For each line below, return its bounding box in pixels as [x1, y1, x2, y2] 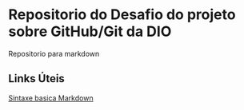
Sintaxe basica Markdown [8, 93, 94, 103]
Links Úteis [8, 72, 66, 85]
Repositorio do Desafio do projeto [8, 6, 236, 24]
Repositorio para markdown [8, 49, 100, 58]
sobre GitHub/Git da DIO [8, 22, 172, 41]
